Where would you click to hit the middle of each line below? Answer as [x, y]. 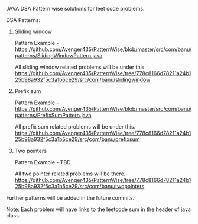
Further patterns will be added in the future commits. [70, 198]
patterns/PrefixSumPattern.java [53, 115]
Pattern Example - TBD [43, 162]
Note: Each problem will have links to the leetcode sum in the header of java [98, 209]
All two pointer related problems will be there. [70, 174]
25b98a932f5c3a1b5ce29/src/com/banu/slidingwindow [82, 80]
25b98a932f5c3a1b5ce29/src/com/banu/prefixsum [77, 139]
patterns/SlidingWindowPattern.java [59, 55]
